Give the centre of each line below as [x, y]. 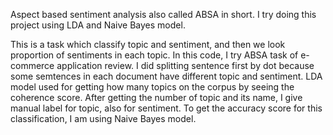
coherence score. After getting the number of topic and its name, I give [156, 97]
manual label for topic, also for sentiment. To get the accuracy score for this [166, 108]
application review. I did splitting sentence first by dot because [185, 65]
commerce [32, 65]
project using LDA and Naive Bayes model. [98, 25]
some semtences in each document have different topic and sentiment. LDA [166, 76]
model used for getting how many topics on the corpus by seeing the [152, 87]
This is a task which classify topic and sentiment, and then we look [148, 44]
